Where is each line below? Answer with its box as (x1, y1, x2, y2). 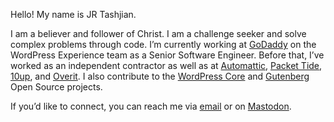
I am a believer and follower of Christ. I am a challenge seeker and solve (10, 28, 307, 39)
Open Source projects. (10, 81, 103, 93)
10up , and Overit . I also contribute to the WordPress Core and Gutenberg (10, 70, 310, 82)
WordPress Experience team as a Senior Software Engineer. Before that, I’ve (10, 49, 325, 61)
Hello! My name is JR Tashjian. (10, 9, 137, 20)
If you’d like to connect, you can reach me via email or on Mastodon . (10, 100, 292, 112)
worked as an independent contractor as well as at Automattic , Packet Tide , (10, 60, 323, 71)
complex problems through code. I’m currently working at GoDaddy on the (10, 39, 317, 50)
